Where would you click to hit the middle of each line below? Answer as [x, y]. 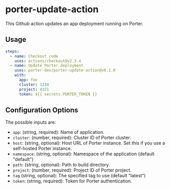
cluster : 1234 [34, 85]
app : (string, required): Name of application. [58, 132]
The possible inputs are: [31, 122]
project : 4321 [34, 89]
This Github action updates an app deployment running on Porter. [74, 23]
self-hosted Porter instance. [42, 149]
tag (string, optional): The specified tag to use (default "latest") [79, 176]
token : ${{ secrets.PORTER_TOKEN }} [58, 94]
